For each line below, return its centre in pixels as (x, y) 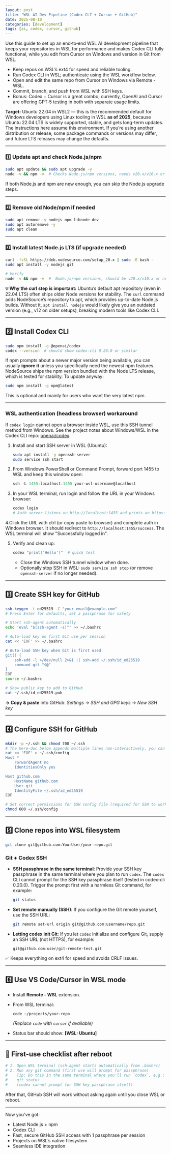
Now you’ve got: (22, 1114)
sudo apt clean (21, 229)
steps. (12, 189)
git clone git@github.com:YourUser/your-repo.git (59, 845)
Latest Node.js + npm (35, 1124)
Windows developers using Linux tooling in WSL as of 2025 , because (78, 117)
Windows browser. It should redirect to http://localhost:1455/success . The (85, 528)
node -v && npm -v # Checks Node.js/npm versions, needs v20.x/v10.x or (85, 174)
